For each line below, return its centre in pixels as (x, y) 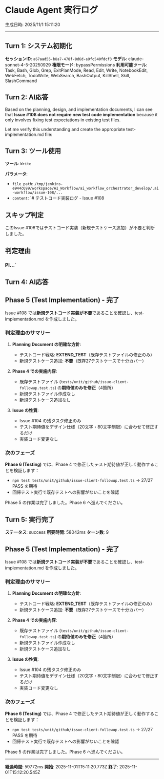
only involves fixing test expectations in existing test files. (63, 120)
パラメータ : (16, 174)
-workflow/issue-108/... (37, 193)
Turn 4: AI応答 (27, 282)
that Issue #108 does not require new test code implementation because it (81, 114)
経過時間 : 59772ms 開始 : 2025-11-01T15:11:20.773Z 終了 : (62, 767)
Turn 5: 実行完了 (30, 519)
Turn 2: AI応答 (27, 97)
